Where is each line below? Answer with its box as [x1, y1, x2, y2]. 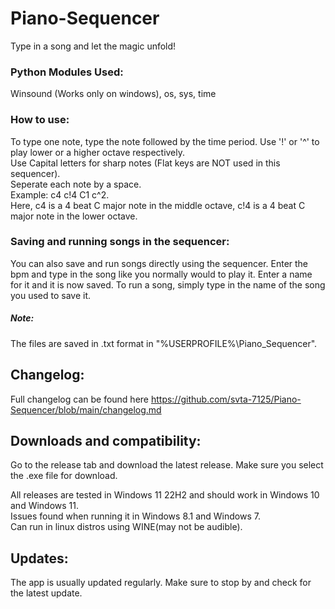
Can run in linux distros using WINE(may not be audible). [10, 521, 243, 533]
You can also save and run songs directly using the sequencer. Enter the [10, 257, 309, 269]
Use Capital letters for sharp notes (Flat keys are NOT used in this [10, 157, 281, 169]
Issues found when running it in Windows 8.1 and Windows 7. [10, 510, 261, 522]
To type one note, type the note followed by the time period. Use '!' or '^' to [10, 135, 320, 147]
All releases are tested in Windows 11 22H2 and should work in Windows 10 [10, 489, 320, 501]
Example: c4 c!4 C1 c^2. [10, 188, 110, 201]
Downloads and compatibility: [10, 433, 202, 449]
